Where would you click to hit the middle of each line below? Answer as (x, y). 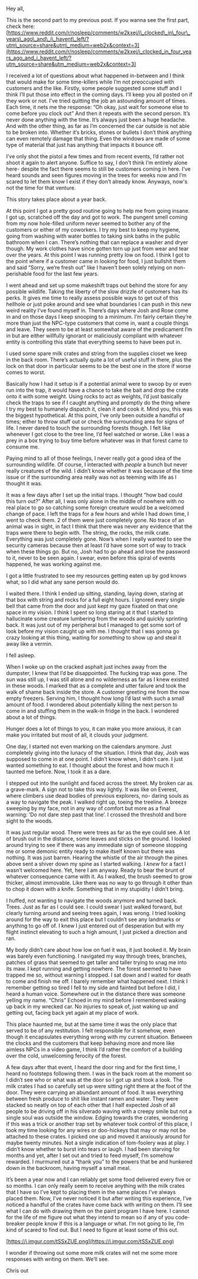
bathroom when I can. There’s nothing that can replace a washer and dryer (97, 242)
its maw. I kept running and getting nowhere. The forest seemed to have (94, 969)
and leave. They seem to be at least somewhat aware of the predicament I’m (99, 329)
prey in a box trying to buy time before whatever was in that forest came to (97, 440)
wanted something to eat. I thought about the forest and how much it (90, 765)
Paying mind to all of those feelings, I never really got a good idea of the (94, 458)
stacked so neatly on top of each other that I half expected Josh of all (91, 1105)
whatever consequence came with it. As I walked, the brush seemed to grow (99, 876)
